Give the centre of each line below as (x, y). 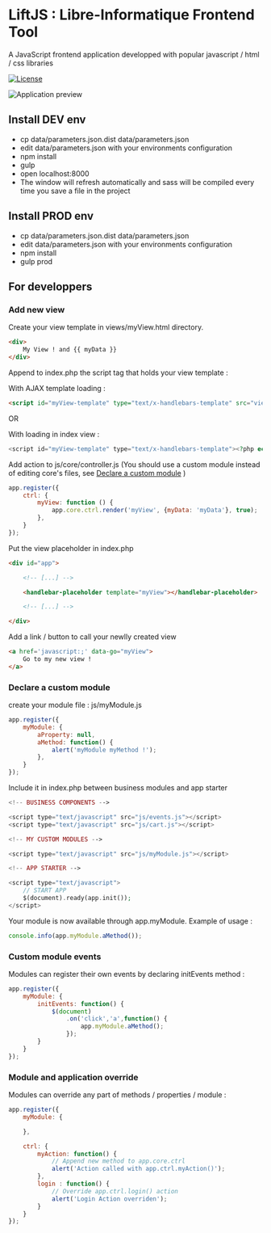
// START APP (45, 890)
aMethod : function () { (75, 742)
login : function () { (74, 1184)
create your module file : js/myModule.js (75, 705)
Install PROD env (51, 216)
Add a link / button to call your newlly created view (92, 637)
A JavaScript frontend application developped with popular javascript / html (134, 54)
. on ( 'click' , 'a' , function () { (117, 1019)
